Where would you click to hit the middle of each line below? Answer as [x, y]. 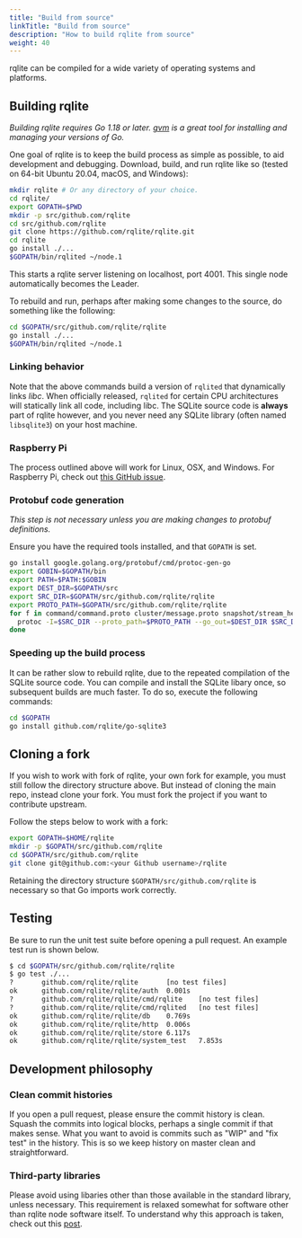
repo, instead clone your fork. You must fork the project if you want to [138, 795]
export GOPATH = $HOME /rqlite [62, 838]
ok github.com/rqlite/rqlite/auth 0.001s [100, 991]
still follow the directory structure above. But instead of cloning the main [143, 785]
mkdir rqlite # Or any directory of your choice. [104, 190]
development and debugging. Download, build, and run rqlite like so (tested [149, 164]
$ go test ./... [40, 974]
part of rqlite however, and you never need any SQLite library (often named [148, 415]
